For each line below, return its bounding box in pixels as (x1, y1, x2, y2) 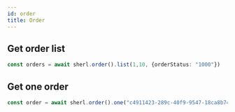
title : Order (7, 17, 45, 24)
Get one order (7, 80, 69, 92)
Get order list (7, 43, 65, 55)
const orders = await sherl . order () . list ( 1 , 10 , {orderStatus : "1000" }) (7, 61, 220, 69)
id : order (7, 10, 36, 17)
